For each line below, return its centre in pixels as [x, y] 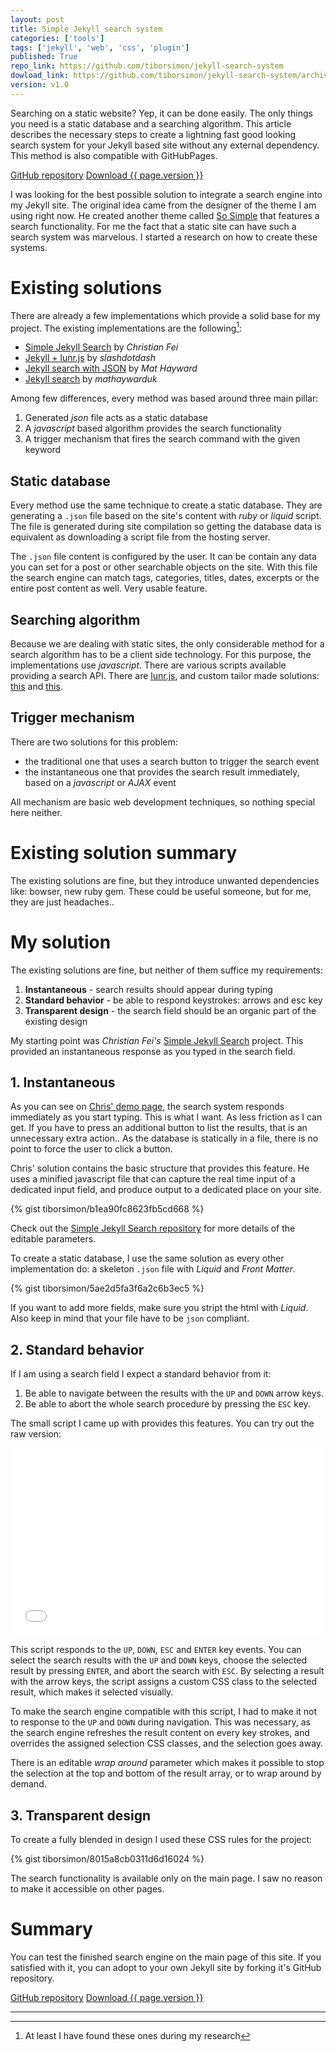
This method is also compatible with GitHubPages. [114, 155]
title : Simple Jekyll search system [86, 29]
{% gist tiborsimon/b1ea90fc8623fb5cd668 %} [107, 1209]
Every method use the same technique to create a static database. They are [166, 505]
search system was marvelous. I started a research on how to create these [164, 237]
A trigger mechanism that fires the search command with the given [162, 439]
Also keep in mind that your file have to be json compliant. [130, 1318]
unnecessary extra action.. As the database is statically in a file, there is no [164, 1138]
